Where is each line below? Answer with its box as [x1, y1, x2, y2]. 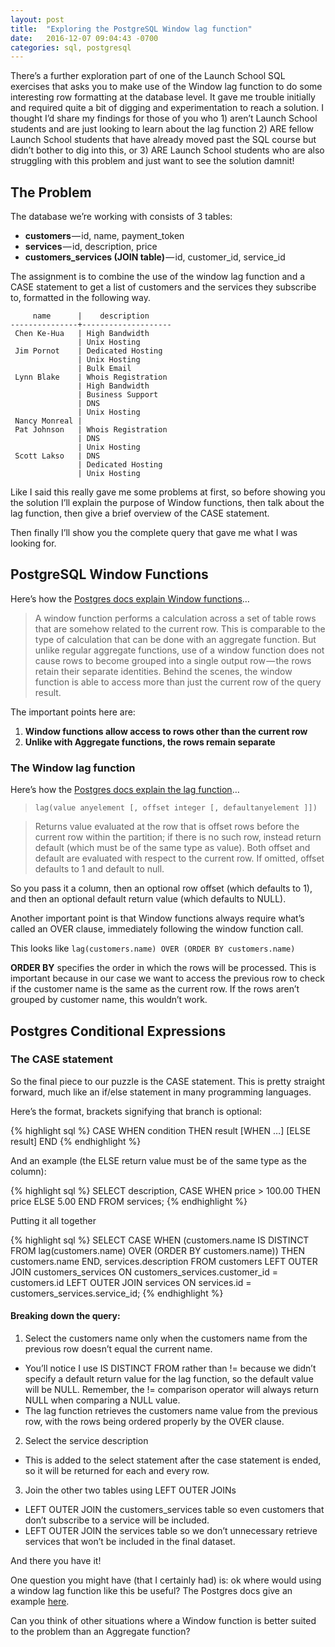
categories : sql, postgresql [10, 42, 132, 53]
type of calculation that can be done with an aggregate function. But [34, 633, 317, 645]
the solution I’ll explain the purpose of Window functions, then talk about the [10, 497, 325, 509]
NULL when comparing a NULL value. [24, 1394, 181, 1406]
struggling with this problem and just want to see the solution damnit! [10, 155, 295, 167]
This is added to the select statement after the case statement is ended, [24, 1454, 322, 1466]
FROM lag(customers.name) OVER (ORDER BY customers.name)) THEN [10, 1244, 306, 1256]
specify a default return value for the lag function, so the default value [24, 1373, 314, 1385]
